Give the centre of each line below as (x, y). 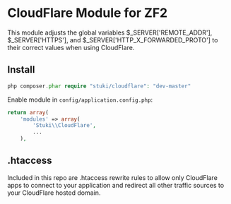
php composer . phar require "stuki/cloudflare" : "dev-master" (99, 86)
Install (21, 70)
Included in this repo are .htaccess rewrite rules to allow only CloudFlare (112, 177)
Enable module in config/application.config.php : (80, 100)
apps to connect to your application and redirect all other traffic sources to (116, 185)
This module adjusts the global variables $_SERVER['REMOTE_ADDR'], (110, 32)
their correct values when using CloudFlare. (71, 47)
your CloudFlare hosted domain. (54, 193)
